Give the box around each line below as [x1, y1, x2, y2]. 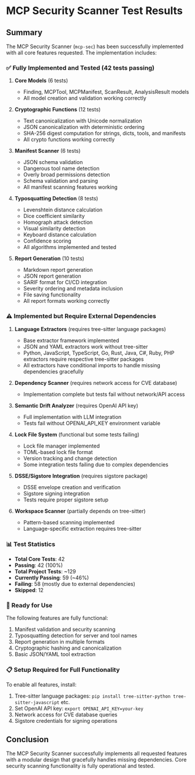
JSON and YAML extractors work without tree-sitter [23, 343, 148, 350]
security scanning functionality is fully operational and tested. [6, 763, 155, 770]
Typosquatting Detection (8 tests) [14, 195, 98, 202]
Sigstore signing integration [23, 490, 90, 497]
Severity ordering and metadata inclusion [23, 285, 123, 292]
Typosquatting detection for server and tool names [14, 632, 138, 639]
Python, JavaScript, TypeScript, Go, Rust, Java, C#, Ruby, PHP [23, 349, 175, 356]
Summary [6, 28, 43, 37]
